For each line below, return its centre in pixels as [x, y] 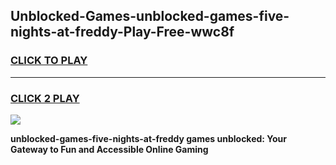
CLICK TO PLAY [49, 61]
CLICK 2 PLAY [45, 98]
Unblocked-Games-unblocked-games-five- [150, 16]
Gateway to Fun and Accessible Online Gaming [109, 149]
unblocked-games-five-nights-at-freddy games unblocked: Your [149, 138]
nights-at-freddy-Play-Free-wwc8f [122, 32]
